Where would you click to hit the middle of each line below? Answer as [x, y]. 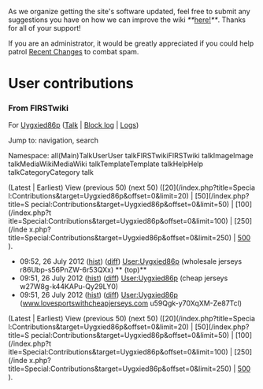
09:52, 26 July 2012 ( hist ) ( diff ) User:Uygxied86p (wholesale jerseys [131, 261]
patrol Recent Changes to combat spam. [74, 52]
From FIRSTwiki [39, 108]
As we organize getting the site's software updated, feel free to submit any [129, 11]
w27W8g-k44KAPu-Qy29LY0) [69, 287]
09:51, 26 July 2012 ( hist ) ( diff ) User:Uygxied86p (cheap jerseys [124, 278]
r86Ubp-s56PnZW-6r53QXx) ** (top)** [83, 270]
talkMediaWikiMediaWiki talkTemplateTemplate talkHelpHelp [106, 164]
